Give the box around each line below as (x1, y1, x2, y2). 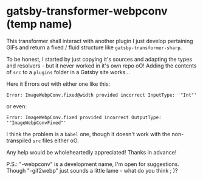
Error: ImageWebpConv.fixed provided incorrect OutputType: (6, 114, 162, 120)
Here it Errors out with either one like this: (6, 80, 111, 88)
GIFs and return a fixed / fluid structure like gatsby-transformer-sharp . (6, 44, 182, 51)
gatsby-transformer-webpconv (6, 4, 168, 18)
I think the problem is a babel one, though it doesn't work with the (6, 130, 171, 137)
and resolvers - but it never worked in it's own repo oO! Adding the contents (6, 62, 197, 69)
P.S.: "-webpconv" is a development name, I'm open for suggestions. (6, 160, 179, 168)
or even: (6, 102, 27, 110)
